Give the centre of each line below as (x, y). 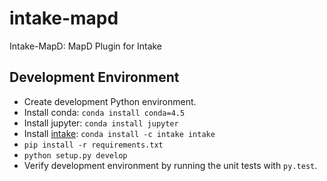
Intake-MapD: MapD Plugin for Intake (86, 46)
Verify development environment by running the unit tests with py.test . (170, 165)
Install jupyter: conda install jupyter (101, 123)
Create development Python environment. (110, 101)
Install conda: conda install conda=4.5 (104, 112)
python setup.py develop (75, 155)
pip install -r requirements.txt (93, 145)
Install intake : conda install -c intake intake (119, 133)
